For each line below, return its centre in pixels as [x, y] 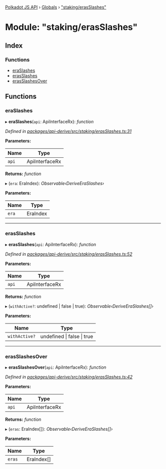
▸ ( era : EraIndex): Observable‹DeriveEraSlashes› [55, 183]
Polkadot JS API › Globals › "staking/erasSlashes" [56, 7]
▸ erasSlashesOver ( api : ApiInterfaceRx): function [56, 367]
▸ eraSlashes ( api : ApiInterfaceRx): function [49, 122]
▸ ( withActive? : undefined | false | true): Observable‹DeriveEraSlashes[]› [79, 306]
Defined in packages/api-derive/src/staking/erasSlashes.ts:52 [69, 254]
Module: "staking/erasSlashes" [71, 27]
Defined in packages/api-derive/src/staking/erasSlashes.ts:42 [69, 377]
